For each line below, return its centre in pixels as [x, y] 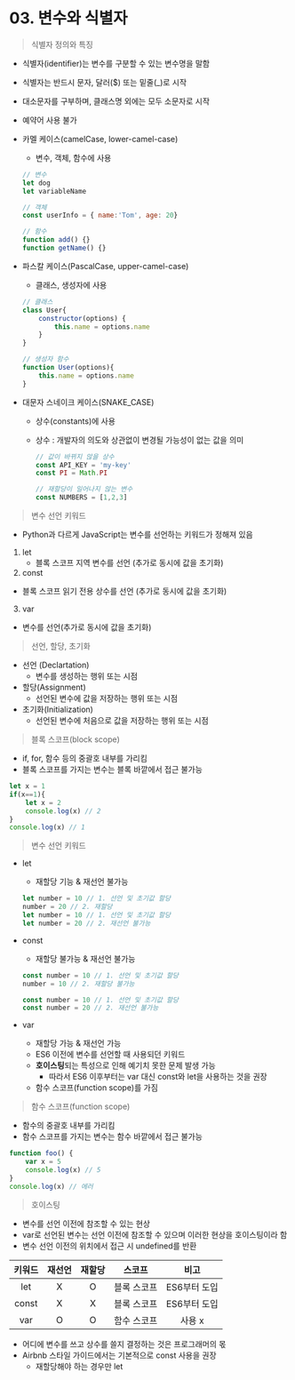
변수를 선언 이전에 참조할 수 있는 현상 [86, 1224]
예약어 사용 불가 [49, 120]
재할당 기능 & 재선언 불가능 [82, 881]
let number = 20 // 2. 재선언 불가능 [86, 923]
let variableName [54, 191]
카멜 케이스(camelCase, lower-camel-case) [100, 139]
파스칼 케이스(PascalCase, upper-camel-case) [105, 266]
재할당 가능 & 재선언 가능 [78, 1043]
